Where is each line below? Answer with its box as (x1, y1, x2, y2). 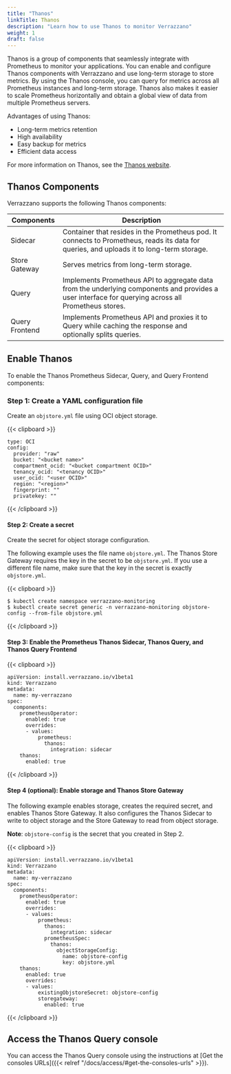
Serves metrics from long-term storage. (62, 259, 192, 269)
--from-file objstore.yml (28, 610, 103, 617)
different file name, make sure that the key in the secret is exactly (7, 564, 192, 573)
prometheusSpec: (43, 935, 91, 942)
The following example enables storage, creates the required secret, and (7, 802, 213, 810)
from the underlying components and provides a (62, 284, 219, 293)
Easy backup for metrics (16, 140, 87, 148)
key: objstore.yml (62, 959, 115, 966)
